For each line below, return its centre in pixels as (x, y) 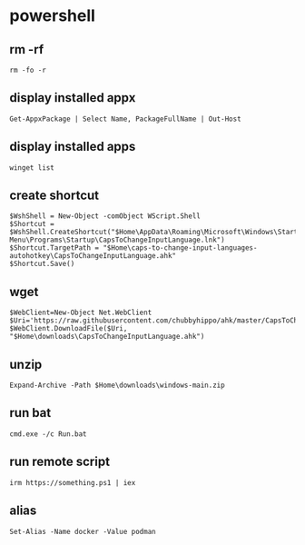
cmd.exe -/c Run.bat (49, 434)
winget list (32, 168)
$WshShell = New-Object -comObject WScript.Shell (105, 216)
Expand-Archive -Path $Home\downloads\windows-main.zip (117, 386)
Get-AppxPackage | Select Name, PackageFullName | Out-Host (126, 119)
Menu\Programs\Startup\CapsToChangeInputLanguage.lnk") (117, 240)
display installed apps (73, 147)
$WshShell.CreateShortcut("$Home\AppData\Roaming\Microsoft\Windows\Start (154, 233)
